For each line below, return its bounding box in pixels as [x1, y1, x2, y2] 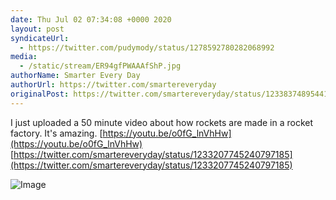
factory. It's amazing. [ [10, 127, 103, 139]
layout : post [10, 24, 65, 34]
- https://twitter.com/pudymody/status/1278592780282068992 [19, 42, 275, 53]
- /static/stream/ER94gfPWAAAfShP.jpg [19, 61, 182, 71]
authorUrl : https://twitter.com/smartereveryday [10, 80, 217, 90]
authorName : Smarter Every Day [10, 71, 141, 81]
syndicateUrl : [10, 33, 70, 43]
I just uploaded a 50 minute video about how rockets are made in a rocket [10, 116, 314, 128]
